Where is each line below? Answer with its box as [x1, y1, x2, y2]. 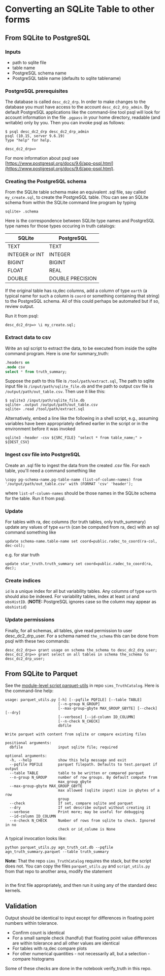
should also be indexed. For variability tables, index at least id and [5, 593, 139, 600]
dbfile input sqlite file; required [9, 745, 118, 750]
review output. [5, 303, 34, 309]
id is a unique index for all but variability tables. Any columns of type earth [5, 588, 157, 594]
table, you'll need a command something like [5, 468, 96, 473]
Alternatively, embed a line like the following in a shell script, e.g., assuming [5, 415, 159, 421]
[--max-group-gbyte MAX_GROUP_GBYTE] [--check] [58, 706, 158, 711]
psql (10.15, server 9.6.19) [5, 134, 65, 139]
